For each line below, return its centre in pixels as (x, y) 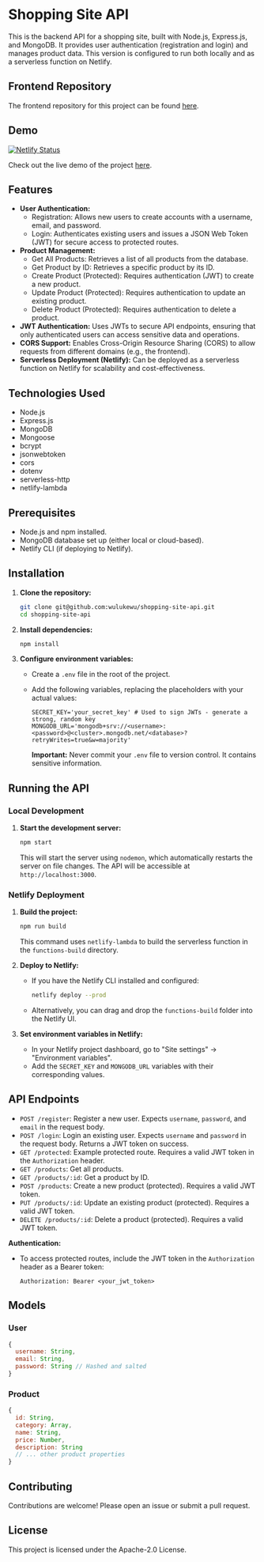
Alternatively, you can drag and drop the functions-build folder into (142, 1011)
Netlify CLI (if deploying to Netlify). (76, 548)
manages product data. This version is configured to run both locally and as (132, 53)
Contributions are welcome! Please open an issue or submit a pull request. (129, 1506)
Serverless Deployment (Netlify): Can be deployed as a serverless (129, 360)
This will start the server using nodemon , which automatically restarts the (136, 857)
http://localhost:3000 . (58, 874)
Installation (36, 574)
